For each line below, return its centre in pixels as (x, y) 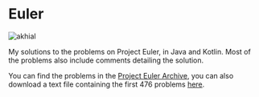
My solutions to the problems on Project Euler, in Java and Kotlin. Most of (129, 51)
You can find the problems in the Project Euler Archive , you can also (121, 75)
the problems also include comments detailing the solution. (106, 60)
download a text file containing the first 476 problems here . (107, 84)
